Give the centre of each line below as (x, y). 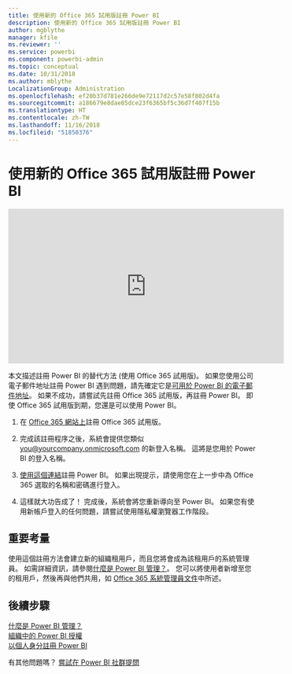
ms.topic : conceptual (44, 67)
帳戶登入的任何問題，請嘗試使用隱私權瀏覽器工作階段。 (123, 511)
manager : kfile (33, 37)
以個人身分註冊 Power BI (48, 646)
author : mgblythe (37, 30)
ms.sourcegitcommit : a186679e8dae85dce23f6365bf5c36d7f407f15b (114, 103)
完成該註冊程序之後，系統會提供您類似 (81, 438)
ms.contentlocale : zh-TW (49, 118)
